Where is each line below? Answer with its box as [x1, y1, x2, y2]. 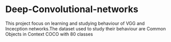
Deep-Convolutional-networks [5, 4, 139, 15]
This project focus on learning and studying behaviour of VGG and [5, 20, 145, 26]
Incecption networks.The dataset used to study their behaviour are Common [5, 25, 166, 31]
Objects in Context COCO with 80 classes [5, 31, 93, 37]
